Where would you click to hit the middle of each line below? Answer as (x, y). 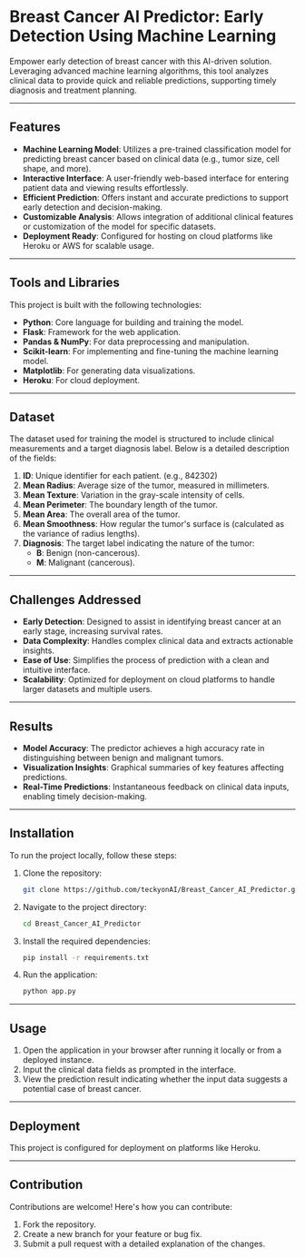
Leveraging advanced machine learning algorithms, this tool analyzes (139, 71)
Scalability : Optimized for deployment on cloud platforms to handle (148, 679)
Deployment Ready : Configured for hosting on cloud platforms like (148, 236)
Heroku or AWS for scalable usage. (88, 245)
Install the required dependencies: (87, 941)
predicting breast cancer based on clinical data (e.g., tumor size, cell (151, 158)
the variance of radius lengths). (81, 534)
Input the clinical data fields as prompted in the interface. (129, 1070)
